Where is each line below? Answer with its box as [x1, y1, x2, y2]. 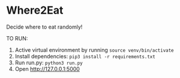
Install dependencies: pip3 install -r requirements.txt [14, 52, 156, 60]
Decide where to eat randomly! [6, 23, 83, 30]
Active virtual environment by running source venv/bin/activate [14, 46, 174, 54]
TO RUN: [6, 35, 28, 42]
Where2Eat [6, 4, 64, 17]
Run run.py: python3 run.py [14, 59, 83, 66]
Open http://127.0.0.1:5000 [14, 65, 80, 72]
